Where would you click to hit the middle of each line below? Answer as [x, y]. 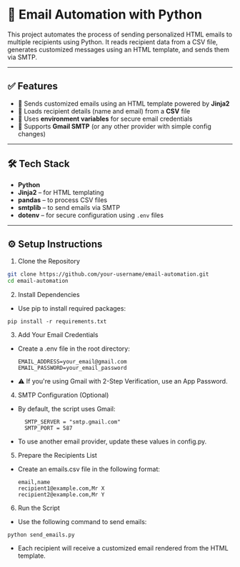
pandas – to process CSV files [62, 200]
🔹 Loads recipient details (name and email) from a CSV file [104, 111]
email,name [34, 482]
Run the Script [39, 508]
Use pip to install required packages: [72, 308]
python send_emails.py [41, 535]
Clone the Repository [49, 261]
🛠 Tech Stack [39, 164]
